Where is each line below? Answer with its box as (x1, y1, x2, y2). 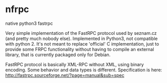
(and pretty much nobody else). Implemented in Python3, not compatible (5, 35, 158, 41)
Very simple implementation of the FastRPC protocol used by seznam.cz (5, 30, 157, 36)
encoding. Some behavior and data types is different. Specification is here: (5, 67, 162, 73)
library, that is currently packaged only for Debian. (5, 52, 111, 58)
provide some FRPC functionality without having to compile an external (5, 46, 154, 52)
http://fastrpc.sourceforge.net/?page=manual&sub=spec (5, 72, 125, 78)
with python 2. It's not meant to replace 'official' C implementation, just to (5, 40, 159, 47)
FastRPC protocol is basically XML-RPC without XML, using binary (5, 61, 144, 67)
